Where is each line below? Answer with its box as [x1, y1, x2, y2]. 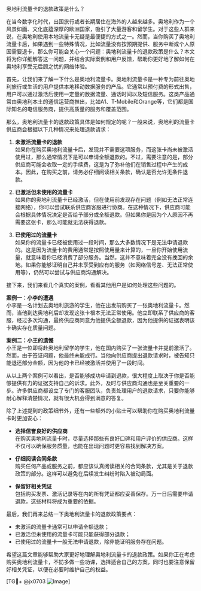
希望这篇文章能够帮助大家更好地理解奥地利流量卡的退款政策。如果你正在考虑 [6, 551, 195, 558]
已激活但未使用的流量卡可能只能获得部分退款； [14, 531, 130, 538]
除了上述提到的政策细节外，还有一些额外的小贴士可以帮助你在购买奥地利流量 [6, 407, 195, 414]
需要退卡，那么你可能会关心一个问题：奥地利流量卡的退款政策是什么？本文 [11, 48, 195, 55]
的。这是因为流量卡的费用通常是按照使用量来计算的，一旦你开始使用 [14, 246, 183, 253]
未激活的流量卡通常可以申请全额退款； [14, 523, 109, 530]
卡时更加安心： [6, 415, 43, 422]
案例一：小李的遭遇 [6, 294, 54, 301]
